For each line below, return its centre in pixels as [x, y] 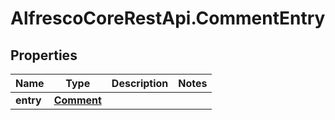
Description [140, 83]
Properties [44, 55]
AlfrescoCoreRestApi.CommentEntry [168, 18]
